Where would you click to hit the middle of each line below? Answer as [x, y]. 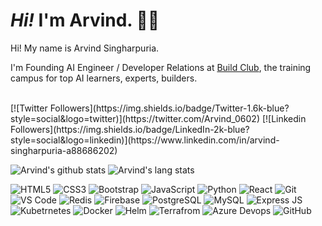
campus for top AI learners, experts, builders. [104, 78]
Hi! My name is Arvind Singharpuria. [85, 48]
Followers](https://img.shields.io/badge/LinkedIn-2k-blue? [130, 129]
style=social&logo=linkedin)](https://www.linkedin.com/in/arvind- [145, 140]
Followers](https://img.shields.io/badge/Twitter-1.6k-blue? [169, 108]
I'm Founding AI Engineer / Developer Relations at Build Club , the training [161, 67]
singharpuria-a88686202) [64, 150]
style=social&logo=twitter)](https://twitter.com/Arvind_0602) [135, 118]
